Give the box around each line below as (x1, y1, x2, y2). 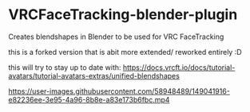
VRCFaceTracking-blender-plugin (8, 6, 238, 24)
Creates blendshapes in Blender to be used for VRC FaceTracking (8, 32, 224, 41)
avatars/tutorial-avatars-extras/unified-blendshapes (8, 71, 180, 80)
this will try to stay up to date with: (8, 62, 121, 72)
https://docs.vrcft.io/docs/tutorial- (122, 62, 236, 72)
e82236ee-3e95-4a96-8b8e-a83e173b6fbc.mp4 (8, 95, 170, 104)
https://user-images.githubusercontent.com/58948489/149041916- (8, 86, 230, 96)
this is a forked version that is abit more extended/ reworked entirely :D (8, 47, 242, 56)
